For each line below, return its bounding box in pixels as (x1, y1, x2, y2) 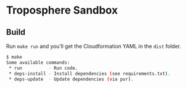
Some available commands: (6, 60, 70, 66)
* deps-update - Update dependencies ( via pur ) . (8, 76, 134, 82)
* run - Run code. (8, 65, 78, 71)
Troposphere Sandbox (6, 4, 118, 17)
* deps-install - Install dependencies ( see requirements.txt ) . (8, 70, 170, 77)
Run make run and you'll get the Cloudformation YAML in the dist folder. (6, 43, 182, 50)
